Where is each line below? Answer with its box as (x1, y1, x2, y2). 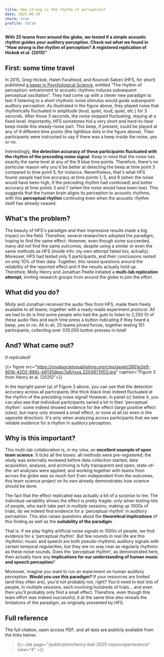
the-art (5, 468, 20, 473)
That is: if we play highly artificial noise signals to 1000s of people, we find (5, 528, 155, 534)
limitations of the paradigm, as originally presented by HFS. (5, 600, 124, 606)
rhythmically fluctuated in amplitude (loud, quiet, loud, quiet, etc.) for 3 (5, 108, 147, 114)
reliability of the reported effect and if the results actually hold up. (5, 264, 137, 269)
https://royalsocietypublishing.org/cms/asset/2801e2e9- (36, 364, 150, 370)
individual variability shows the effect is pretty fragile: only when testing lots (5, 498, 158, 504)
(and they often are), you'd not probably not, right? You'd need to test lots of (5, 579, 159, 585)
